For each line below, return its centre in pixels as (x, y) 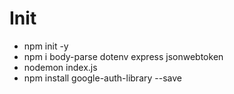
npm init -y (46, 46)
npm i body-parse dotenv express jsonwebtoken (123, 56)
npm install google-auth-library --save (102, 78)
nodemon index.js (60, 67)
